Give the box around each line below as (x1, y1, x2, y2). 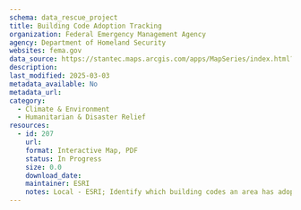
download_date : (25, 171, 82, 180)
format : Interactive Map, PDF (25, 146, 139, 155)
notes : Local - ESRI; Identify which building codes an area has (25, 188, 275, 197)
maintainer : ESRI (25, 180, 90, 189)
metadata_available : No (9, 80, 99, 88)
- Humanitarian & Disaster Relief (17, 113, 146, 122)
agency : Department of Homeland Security (9, 38, 167, 47)
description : (9, 63, 58, 72)
